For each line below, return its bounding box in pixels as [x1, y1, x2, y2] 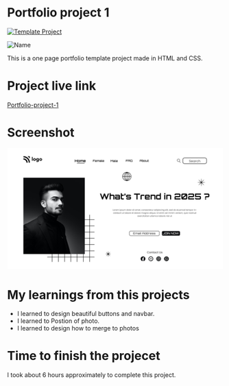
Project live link [7, 78, 97, 94]
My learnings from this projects [7, 287, 190, 302]
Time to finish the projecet [7, 348, 160, 364]
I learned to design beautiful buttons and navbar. [16, 310, 155, 318]
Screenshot [7, 125, 75, 141]
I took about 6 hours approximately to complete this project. [7, 371, 176, 379]
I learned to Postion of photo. [16, 317, 100, 325]
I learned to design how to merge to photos [16, 324, 139, 333]
